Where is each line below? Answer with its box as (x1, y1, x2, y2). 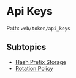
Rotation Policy (15, 65, 53, 72)
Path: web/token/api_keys (6, 24, 70, 32)
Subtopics (6, 42, 47, 52)
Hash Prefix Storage (15, 58, 66, 65)
